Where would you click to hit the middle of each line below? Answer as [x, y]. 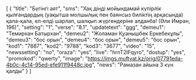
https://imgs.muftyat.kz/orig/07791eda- [135, 59]
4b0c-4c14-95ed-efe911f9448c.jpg [49, 65]
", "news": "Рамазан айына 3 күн [133, 65]
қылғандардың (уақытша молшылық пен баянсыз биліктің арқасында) [95, 15]
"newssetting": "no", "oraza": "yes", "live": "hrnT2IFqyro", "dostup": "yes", [96, 52]
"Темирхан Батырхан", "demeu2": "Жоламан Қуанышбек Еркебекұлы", [95, 34]
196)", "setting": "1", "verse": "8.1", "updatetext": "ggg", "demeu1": [86, 27]
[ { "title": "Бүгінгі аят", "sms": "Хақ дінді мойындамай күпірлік [84, 9]
